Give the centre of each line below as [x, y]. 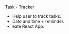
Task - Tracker [20, 7]
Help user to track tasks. [37, 16]
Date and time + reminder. [38, 21]
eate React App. [28, 26]
